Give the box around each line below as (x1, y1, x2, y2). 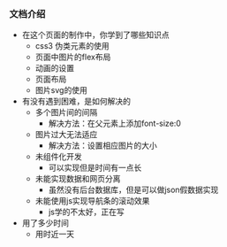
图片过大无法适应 (34, 129, 98, 140)
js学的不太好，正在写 (48, 206, 125, 218)
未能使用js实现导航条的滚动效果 (34, 196, 150, 206)
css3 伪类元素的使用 (34, 41, 110, 51)
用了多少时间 (21, 218, 69, 228)
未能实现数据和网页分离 (34, 174, 121, 184)
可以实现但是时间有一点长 (48, 162, 142, 174)
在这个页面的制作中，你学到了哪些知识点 (21, 29, 170, 41)
